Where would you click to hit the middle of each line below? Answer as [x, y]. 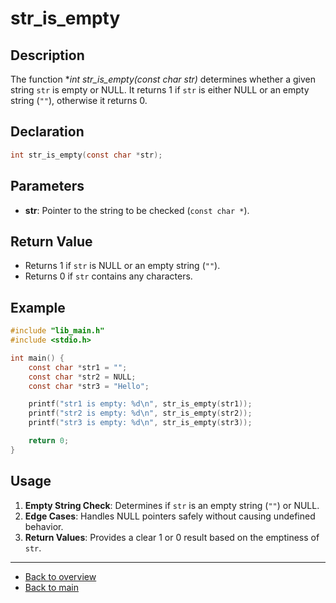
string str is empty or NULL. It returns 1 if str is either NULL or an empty [160, 90]
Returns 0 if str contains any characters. [108, 276]
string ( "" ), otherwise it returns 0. [79, 100]
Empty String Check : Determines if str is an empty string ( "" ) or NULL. [172, 505]
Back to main [51, 587]
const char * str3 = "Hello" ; [89, 386]
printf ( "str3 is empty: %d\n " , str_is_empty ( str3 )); [140, 423]
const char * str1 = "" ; [78, 367]
